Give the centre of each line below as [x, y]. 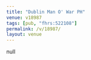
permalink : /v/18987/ [34, 29]
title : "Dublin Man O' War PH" [46, 12]
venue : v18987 [24, 18]
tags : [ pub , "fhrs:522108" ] [42, 23]
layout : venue [24, 35]
